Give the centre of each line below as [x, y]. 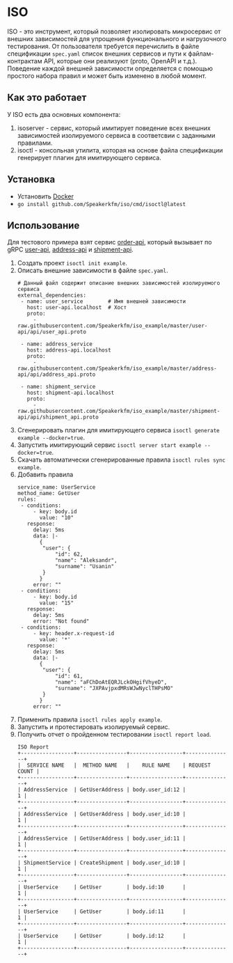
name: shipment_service [61, 387]
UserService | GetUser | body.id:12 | [105, 936]
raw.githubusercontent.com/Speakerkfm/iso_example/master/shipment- [119, 412]
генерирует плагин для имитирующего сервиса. [89, 157]
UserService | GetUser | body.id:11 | [105, 912]
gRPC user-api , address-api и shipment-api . [70, 250]
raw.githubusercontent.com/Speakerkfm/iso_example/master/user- [112, 326]
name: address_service [59, 344]
